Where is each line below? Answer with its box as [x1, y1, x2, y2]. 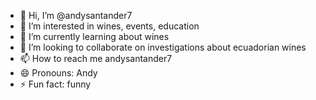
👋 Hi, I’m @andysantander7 [19, 10, 133, 21]
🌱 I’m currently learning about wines [19, 31, 170, 42]
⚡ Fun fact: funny [19, 78, 92, 90]
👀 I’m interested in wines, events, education [19, 20, 200, 32]
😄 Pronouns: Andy [19, 67, 98, 79]
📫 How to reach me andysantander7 [19, 53, 173, 64]
